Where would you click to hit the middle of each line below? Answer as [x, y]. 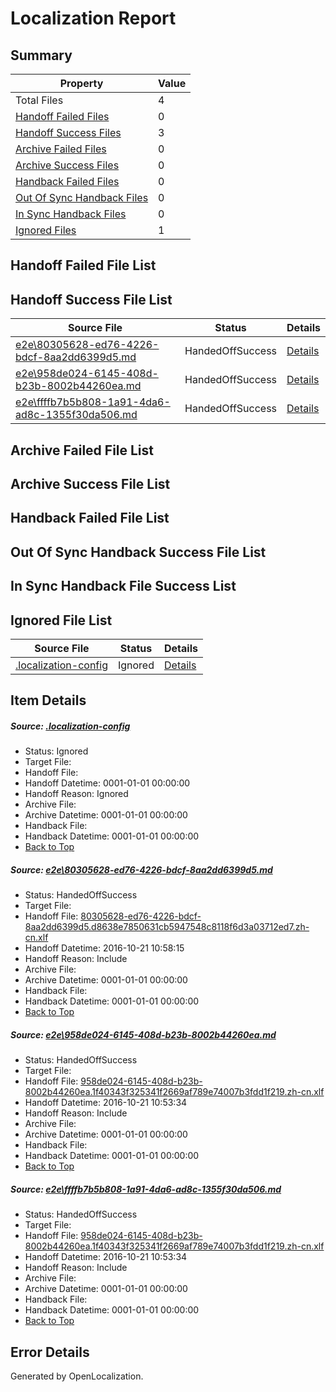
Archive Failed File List [82, 450]
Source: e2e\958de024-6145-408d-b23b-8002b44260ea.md [143, 1034]
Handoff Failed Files [62, 116]
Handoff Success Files [68, 132]
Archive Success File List [90, 483]
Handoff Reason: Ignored [76, 794]
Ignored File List [61, 620]
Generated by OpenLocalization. [77, 1376]
